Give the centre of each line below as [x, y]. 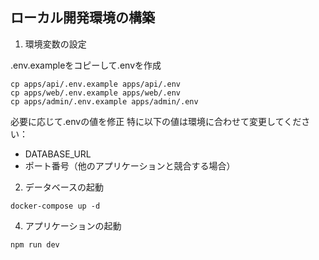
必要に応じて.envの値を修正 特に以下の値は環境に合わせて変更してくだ [156, 121]
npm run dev [35, 244]
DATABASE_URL [58, 154]
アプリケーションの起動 [73, 225]
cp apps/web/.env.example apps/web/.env [96, 93]
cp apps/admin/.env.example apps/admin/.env [104, 101]
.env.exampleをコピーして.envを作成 [86, 65]
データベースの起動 [64, 187]
